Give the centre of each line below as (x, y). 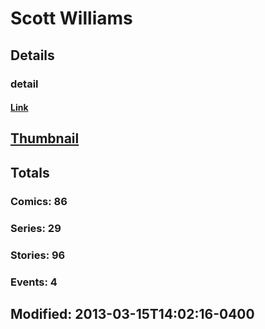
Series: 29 (36, 228)
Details (32, 55)
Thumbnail (45, 138)
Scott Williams (71, 18)
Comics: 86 (39, 201)
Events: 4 (34, 282)
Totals (30, 172)
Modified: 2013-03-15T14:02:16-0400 (132, 313)
